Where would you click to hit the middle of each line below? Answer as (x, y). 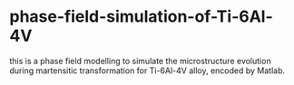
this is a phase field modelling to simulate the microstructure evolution (140, 61)
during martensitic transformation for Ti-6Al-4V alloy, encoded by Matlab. (147, 71)
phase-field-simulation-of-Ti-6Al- (142, 17)
